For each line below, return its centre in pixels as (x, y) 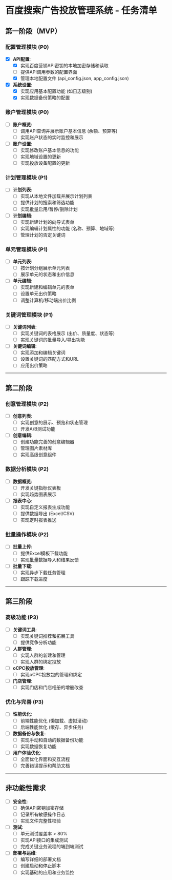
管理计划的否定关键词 (43, 234)
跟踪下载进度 (34, 579)
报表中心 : (22, 500)
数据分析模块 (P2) (27, 469)
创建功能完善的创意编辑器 (47, 442)
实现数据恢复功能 (38, 746)
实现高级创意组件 (38, 455)
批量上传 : (22, 546)
